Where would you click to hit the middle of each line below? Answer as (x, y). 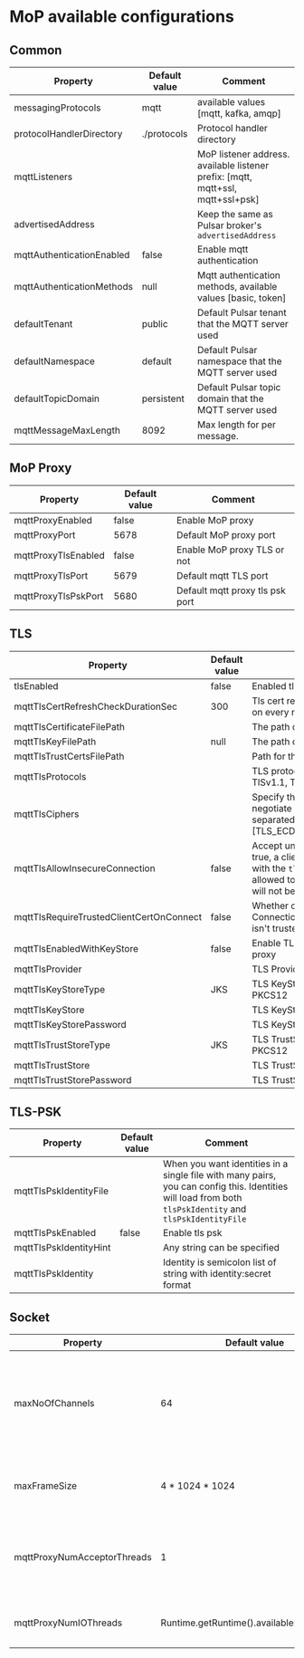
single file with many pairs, (219, 1175)
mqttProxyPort (45, 534)
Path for (269, 756)
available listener (233, 165)
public (155, 324)
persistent (163, 398)
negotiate (272, 808)
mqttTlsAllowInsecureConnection (85, 868)
